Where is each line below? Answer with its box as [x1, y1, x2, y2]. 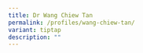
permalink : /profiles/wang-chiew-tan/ [8, 19, 135, 26]
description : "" [8, 33, 61, 41]
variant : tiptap [8, 26, 61, 34]
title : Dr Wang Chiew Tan [8, 11, 93, 19]
